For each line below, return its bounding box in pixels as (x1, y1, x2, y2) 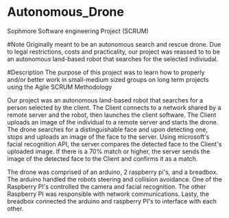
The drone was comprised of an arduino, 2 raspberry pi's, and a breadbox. (7, 168, 218, 176)
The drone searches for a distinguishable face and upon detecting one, (7, 125, 208, 133)
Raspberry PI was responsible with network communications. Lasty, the (7, 190, 209, 198)
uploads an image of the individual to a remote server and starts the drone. (7, 118, 219, 126)
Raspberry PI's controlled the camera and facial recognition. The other (7, 182, 206, 190)
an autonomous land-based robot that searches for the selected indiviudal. (7, 54, 219, 63)
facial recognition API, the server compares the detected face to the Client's (7, 140, 222, 148)
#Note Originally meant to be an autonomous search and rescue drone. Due (7, 40, 221, 48)
